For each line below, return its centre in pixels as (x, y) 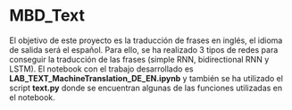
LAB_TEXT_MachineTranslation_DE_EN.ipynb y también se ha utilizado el (146, 78)
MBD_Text (47, 16)
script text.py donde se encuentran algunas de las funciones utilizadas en (146, 88)
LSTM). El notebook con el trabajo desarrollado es (101, 69)
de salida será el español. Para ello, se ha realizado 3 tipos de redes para (144, 49)
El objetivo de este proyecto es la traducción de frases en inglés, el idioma (146, 40)
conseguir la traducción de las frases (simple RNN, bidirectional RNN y (139, 59)
